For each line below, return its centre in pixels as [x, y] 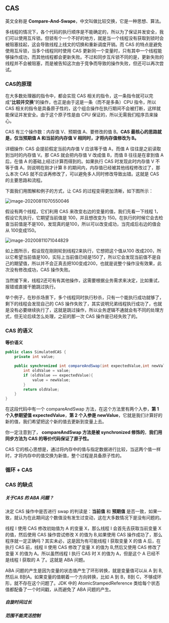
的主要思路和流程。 [25, 180]
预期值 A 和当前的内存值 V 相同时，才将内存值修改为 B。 [81, 138]
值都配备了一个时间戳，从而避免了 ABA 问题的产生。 [60, 589]
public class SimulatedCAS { [36, 352]
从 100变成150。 [22, 230]
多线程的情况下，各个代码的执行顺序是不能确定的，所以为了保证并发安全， [82, 32]
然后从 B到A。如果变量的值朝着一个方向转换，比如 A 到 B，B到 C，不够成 [81, 577]
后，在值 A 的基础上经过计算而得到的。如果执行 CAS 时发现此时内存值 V [80, 161]
